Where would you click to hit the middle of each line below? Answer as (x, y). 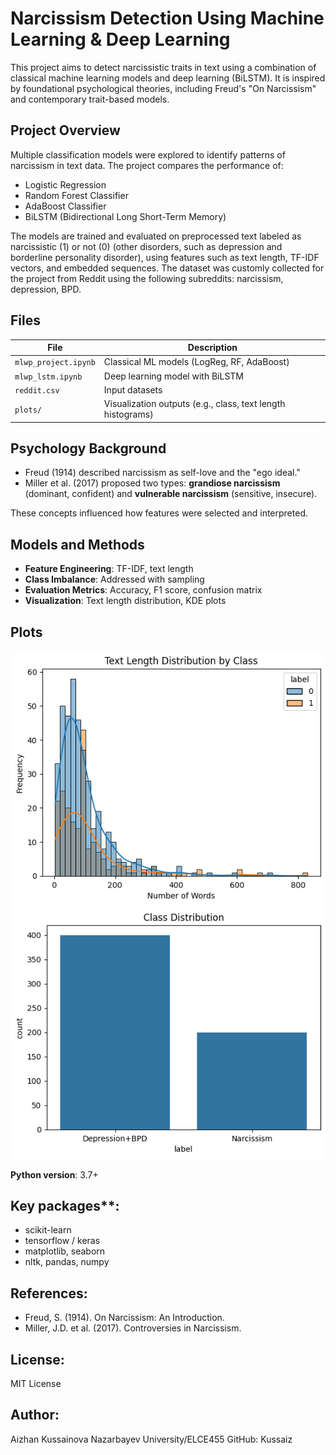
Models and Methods (77, 544)
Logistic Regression (65, 184)
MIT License (36, 1384)
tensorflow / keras (62, 1241)
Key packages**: (65, 1206)
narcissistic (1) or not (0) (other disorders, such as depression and (146, 246)
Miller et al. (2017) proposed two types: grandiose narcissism (152, 483)
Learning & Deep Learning (120, 39)
